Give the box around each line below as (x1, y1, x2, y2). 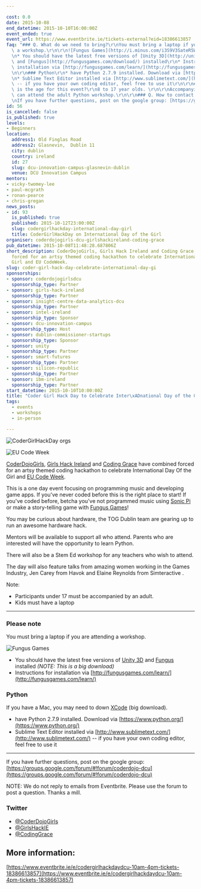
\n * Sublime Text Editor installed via (11, 76, 111, 82)
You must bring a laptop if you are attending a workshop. (6, 633, 147, 640)
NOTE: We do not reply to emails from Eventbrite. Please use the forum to (6, 783, 187, 790)
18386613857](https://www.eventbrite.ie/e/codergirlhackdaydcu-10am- (6, 870, 182, 877)
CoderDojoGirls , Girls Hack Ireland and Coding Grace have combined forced (6, 460, 194, 468)
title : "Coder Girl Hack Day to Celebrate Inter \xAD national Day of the (6, 393, 191, 399)
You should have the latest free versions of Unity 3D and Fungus (14, 656, 174, 663)
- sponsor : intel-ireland (6, 309, 71, 315)
